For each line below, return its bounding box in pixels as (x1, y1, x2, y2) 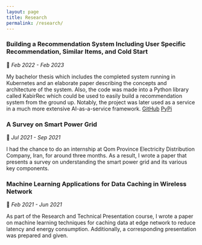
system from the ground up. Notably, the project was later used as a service (6, 98, 195, 106)
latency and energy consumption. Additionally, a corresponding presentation (6, 226, 197, 233)
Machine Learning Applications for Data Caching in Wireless (6, 179, 187, 188)
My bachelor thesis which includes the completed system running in (6, 73, 176, 80)
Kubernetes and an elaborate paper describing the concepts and (6, 79, 167, 86)
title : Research (6, 14, 47, 21)
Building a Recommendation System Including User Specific (6, 40, 186, 48)
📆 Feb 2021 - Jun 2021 (6, 201, 62, 208)
